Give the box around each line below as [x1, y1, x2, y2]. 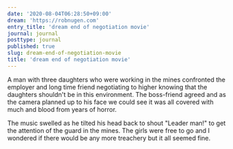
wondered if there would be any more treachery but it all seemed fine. [7, 134, 211, 142]
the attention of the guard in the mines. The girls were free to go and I [7, 126, 210, 134]
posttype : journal [7, 37, 61, 44]
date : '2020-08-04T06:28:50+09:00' [7, 10, 112, 18]
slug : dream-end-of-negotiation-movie [7, 50, 121, 57]
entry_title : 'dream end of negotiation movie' [7, 23, 150, 30]
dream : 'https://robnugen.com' [7, 17, 100, 24]
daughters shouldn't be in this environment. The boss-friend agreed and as [7, 90, 227, 98]
